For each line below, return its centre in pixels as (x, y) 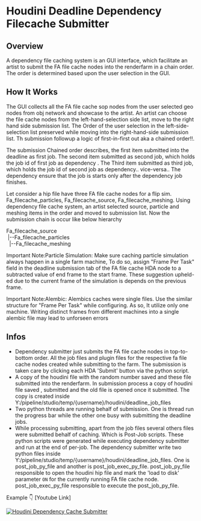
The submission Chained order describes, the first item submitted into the (98, 150)
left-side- (178, 126)
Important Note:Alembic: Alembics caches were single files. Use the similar (99, 299)
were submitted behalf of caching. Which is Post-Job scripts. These (99, 434)
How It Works (32, 92)
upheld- (184, 274)
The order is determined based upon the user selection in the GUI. (88, 73)
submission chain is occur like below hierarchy (64, 219)
